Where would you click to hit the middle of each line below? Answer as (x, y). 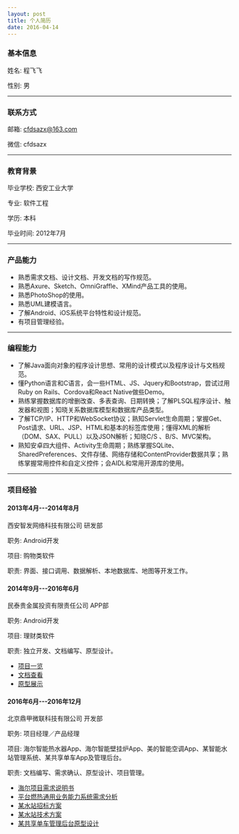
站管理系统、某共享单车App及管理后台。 (67, 758)
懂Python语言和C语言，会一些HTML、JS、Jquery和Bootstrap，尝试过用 (123, 383)
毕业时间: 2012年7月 (37, 233)
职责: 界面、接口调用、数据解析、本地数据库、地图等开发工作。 (100, 571)
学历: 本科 (22, 218)
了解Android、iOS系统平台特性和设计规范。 (81, 312)
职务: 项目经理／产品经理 (43, 734)
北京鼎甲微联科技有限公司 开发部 (55, 719)
